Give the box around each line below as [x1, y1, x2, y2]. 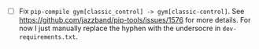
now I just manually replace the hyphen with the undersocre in [18, 23, 221, 33]
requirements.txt [18, 33, 76, 41]
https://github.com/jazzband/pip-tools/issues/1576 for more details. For [18, 16, 251, 25]
